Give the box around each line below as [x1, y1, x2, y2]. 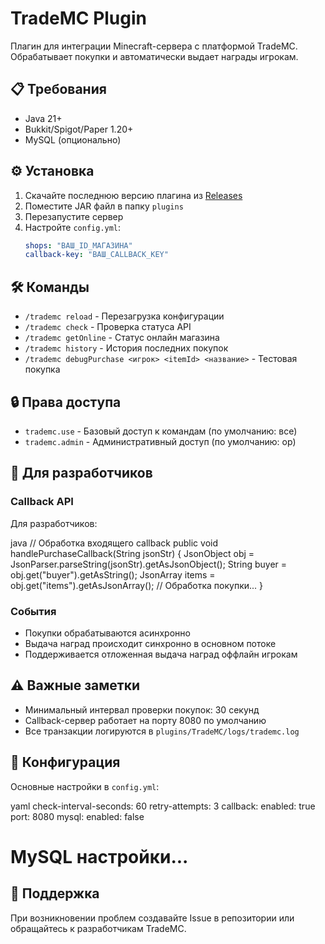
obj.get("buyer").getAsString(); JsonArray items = [10, 568, 216, 581]
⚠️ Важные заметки [10, 677, 141, 694]
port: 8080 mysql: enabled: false [10, 810, 145, 822]
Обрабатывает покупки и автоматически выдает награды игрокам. [10, 50, 299, 62]
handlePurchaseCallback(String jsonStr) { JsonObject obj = [10, 547, 255, 559]
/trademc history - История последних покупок [24, 342, 229, 354]
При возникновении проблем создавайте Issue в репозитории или [10, 912, 295, 924]
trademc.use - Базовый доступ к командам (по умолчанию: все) [24, 425, 298, 437]
